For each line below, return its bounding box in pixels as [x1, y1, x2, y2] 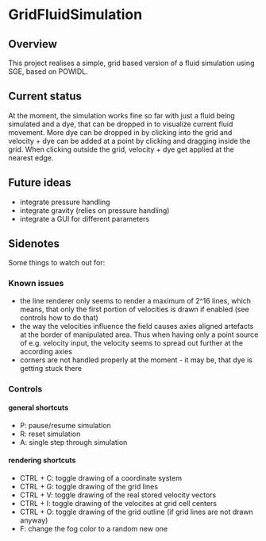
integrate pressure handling [19, 197, 110, 207]
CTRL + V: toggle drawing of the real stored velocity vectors [19, 490, 217, 500]
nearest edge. [8, 153, 54, 162]
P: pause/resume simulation [19, 420, 111, 430]
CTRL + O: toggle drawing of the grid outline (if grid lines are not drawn [19, 507, 254, 517]
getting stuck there [19, 363, 82, 373]
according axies [19, 346, 73, 356]
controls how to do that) [19, 312, 99, 323]
